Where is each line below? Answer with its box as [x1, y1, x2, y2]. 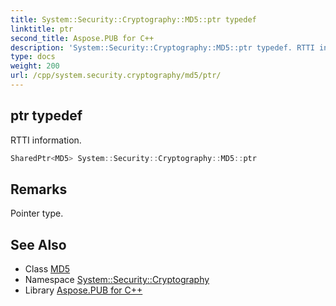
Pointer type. [10, 207, 64, 220]
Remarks [10, 181, 68, 198]
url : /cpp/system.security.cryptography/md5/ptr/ [10, 71, 222, 81]
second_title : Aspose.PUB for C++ [10, 33, 155, 43]
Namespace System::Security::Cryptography [24, 274, 210, 286]
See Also [10, 236, 67, 253]
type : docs [10, 52, 56, 62]
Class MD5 [24, 263, 71, 275]
